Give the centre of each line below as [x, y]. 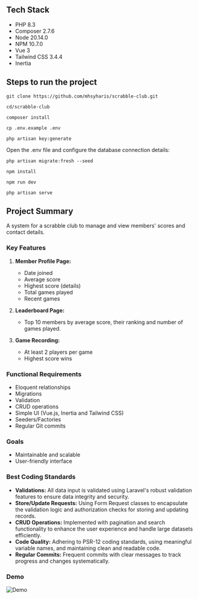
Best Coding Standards [41, 477]
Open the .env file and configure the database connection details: [88, 150]
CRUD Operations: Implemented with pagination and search [90, 522]
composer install [28, 117]
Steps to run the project [52, 82]
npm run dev [21, 182]
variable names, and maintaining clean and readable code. [88, 548]
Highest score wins [48, 358]
